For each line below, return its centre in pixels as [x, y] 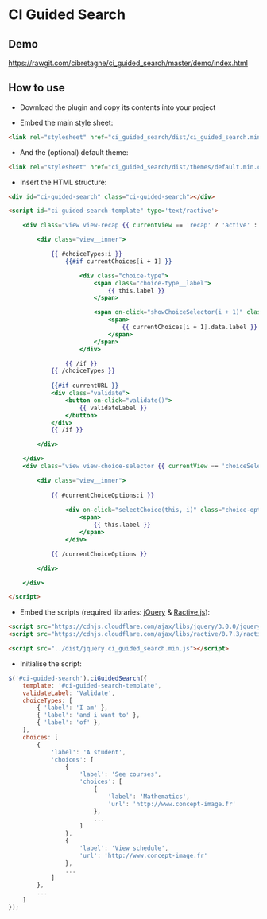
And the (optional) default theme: [74, 152]
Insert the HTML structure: [63, 182]
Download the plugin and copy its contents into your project [118, 107]
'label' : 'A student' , [88, 752]
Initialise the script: [50, 663]
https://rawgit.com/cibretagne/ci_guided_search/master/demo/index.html [128, 63]
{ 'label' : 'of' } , [69, 723]
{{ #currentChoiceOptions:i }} [103, 495]
